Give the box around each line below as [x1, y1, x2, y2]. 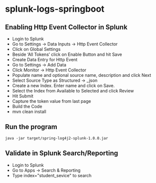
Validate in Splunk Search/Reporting [5, 149, 118, 158]
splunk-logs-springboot [5, 3, 105, 15]
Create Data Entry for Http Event [12, 57, 78, 62]
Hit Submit [12, 93, 34, 99]
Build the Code [12, 104, 43, 109]
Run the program [5, 123, 58, 131]
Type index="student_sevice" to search [12, 172, 92, 178]
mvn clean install [12, 109, 46, 114]
